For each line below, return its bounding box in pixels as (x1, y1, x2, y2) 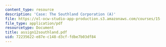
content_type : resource (5, 7, 54, 12)
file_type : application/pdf (5, 21, 63, 26)
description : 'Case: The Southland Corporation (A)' (5, 12, 116, 17)
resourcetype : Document (5, 25, 54, 30)
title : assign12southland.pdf (5, 30, 68, 35)
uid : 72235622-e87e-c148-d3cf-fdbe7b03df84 (5, 35, 96, 40)
